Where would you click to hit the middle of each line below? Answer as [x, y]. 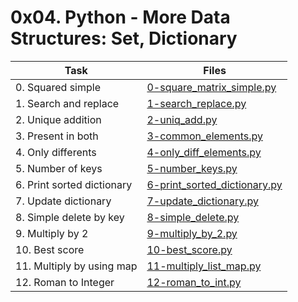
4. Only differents [56, 152]
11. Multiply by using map [76, 266]
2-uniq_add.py [182, 119]
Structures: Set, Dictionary [124, 38]
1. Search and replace [67, 103]
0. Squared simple [58, 87]
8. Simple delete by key [70, 217]
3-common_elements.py [204, 136]
